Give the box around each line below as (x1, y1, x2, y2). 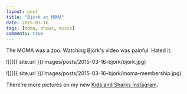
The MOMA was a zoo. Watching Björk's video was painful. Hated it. (6, 47, 172, 54)
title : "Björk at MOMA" (6, 14, 65, 20)
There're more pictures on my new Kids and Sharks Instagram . (6, 81, 159, 89)
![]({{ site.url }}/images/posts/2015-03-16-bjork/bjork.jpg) (6, 59, 146, 66)
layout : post (6, 8, 38, 15)
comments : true (6, 31, 44, 37)
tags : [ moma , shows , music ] (6, 25, 76, 31)
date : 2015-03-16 (6, 20, 49, 25)
